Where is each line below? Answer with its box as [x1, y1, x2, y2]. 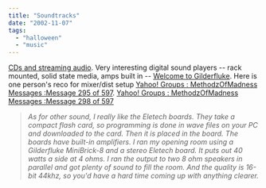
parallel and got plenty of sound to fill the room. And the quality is [27, 163, 244, 172]
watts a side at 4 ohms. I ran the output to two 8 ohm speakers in [27, 154, 243, 163]
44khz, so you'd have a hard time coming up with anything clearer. [38, 171, 259, 181]
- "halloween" [15, 33, 62, 42]
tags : [8, 26, 26, 34]
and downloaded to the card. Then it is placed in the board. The [27, 129, 239, 139]
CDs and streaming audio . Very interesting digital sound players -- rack [8, 63, 242, 72]
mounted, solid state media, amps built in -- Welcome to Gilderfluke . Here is [8, 71, 257, 81]
